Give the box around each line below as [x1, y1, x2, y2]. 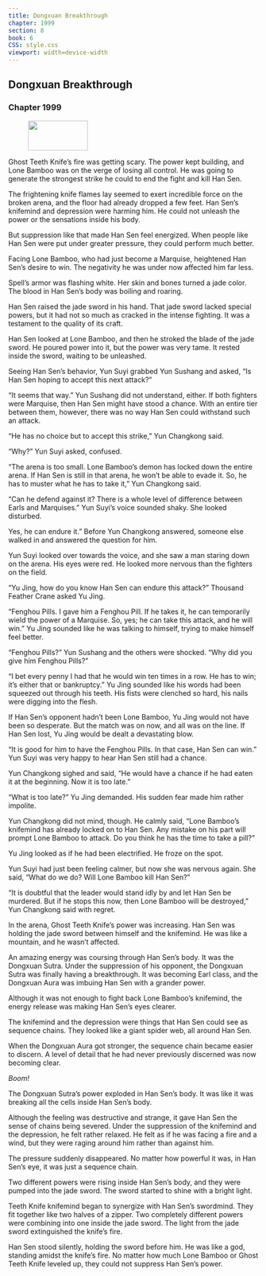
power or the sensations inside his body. [8, 214, 141, 224]
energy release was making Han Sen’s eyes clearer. [8, 1001, 177, 1011]
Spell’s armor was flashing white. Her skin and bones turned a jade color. [8, 278, 247, 287]
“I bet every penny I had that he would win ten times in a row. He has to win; [8, 671, 256, 681]
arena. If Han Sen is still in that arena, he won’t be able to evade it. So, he [8, 470, 248, 480]
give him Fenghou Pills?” [8, 656, 89, 665]
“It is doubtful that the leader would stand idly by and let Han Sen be [8, 888, 232, 897]
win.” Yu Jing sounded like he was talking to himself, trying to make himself [8, 623, 254, 633]
